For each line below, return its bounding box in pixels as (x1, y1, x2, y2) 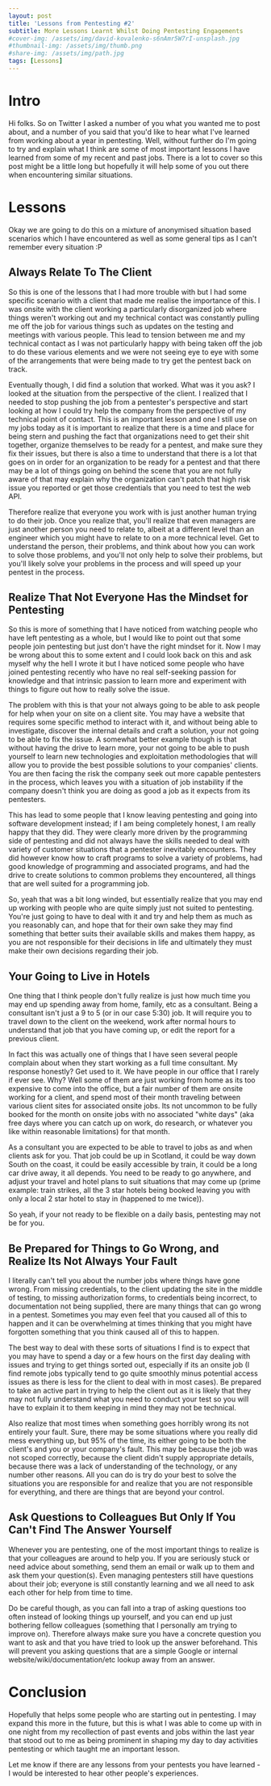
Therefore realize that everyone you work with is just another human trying (8, 506, 257, 517)
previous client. (8, 1034, 60, 1044)
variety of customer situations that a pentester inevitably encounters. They (8, 845, 256, 855)
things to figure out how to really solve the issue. (8, 684, 170, 695)
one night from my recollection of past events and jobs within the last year (8, 1726, 256, 1737)
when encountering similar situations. (8, 170, 133, 179)
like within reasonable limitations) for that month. (8, 1127, 171, 1137)
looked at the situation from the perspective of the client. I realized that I (8, 389, 248, 398)
